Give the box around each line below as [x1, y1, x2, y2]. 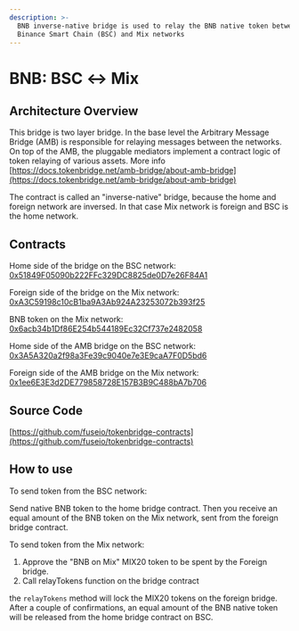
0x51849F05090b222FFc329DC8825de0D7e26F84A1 [9, 270, 208, 281]
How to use [9, 461, 73, 477]
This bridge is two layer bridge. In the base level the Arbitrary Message [9, 127, 270, 138]
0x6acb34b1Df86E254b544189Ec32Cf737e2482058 [9, 323, 203, 335]
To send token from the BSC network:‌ [9, 486, 148, 496]
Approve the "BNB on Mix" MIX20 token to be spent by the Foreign [21, 556, 268, 567]
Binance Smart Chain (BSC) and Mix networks [17, 29, 185, 38]
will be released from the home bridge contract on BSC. [9, 611, 214, 622]
